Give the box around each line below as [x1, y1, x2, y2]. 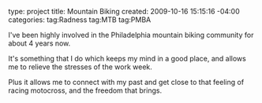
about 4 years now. [8, 39, 71, 48]
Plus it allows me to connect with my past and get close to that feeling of [8, 78, 245, 86]
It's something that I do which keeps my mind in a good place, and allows [8, 54, 246, 63]
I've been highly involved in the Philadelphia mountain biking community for [8, 31, 254, 39]
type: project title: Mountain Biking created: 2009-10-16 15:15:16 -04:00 [8, 7, 241, 16]
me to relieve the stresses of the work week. [8, 62, 152, 72]
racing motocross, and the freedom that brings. [8, 86, 163, 95]
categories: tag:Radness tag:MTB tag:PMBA [8, 15, 152, 24]
